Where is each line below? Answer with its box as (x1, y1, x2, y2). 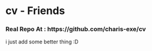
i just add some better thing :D (5, 38, 79, 45)
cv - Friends (5, 4, 65, 18)
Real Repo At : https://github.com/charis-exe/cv (5, 25, 146, 33)
